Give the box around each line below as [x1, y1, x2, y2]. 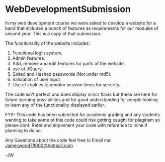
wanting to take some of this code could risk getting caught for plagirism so [5, 117, 160, 123]
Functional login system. [12, 50, 63, 56]
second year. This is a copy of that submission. [5, 30, 102, 36]
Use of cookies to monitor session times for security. [12, 81, 121, 88]
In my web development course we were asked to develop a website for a [5, 20, 156, 26]
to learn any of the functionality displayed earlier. [5, 102, 106, 108]
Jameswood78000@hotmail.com [5, 142, 73, 148]
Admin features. [12, 55, 46, 61]
